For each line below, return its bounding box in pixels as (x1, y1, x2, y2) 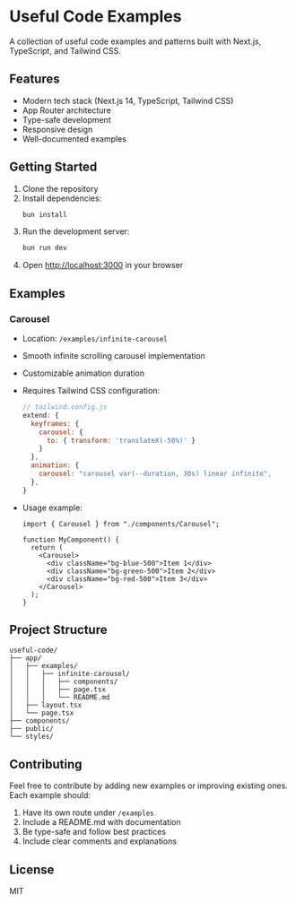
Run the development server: (22, 226, 130, 237)
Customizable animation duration (22, 368, 145, 378)
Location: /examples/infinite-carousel (22, 334, 169, 343)
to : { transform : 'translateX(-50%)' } (46, 436, 196, 445)
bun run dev (22, 244, 67, 253)
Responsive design (22, 124, 93, 135)
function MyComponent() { (22, 535, 119, 544)
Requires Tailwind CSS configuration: (22, 386, 160, 395)
